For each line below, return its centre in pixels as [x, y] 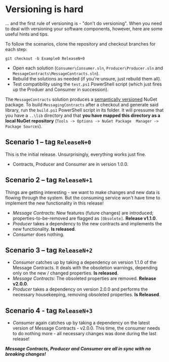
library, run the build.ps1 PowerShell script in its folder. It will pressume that [85, 110]
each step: [16, 49]
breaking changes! [26, 354]
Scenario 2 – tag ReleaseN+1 [49, 180]
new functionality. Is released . [44, 229]
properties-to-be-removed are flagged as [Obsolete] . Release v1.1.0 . [85, 218]
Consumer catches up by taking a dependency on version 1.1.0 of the [85, 262]
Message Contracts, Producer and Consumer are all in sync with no [78, 349]
